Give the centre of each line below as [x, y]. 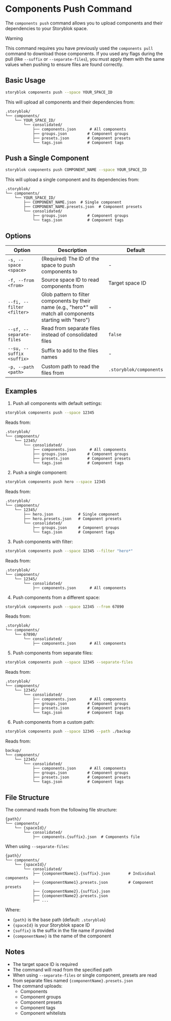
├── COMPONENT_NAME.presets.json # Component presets [83, 207]
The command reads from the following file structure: [61, 810]
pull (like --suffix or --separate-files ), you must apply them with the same [85, 59]
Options [18, 236]
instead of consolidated [69, 335]
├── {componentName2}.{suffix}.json [71, 891]
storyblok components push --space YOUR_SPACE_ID [59, 92]
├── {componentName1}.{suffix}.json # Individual [94, 874]
